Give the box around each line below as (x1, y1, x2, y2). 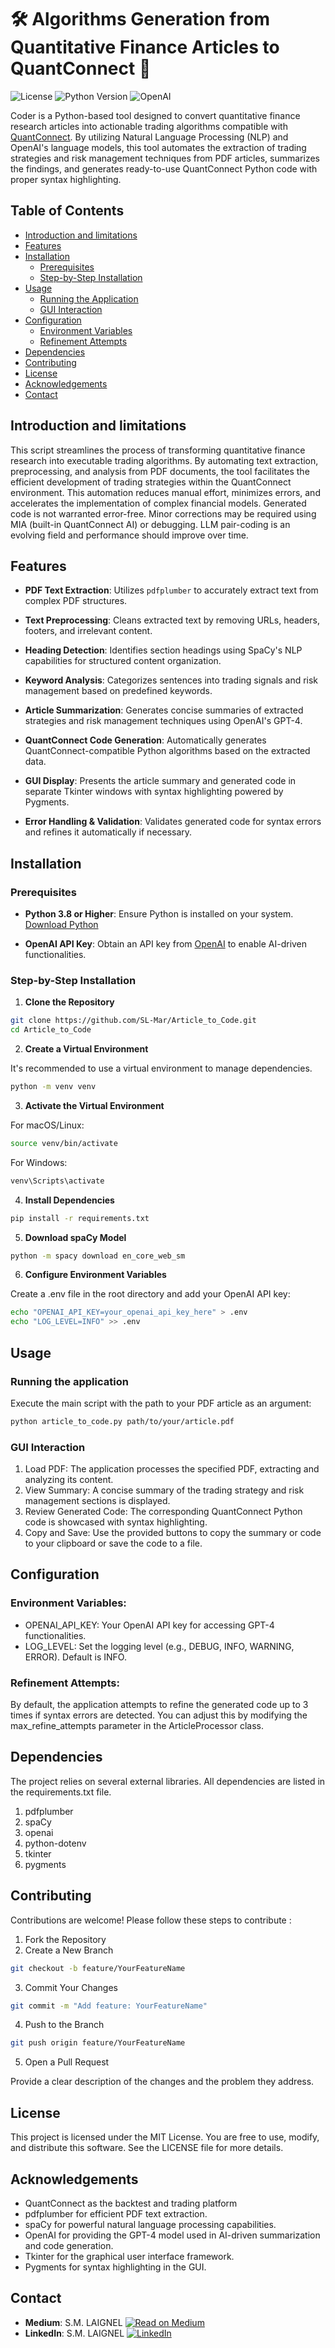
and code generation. (24, 2239, 114, 2251)
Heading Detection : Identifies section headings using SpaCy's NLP (24, 644, 303, 656)
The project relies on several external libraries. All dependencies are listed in (10, 1775, 326, 1787)
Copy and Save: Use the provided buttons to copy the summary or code (24, 1527, 322, 1539)
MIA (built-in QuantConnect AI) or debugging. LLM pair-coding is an (10, 518, 291, 530)
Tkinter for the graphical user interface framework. (24, 2250, 235, 2262)
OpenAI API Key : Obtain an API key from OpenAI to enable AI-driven (24, 938, 308, 950)
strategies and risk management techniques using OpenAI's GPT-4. (24, 715, 303, 727)
